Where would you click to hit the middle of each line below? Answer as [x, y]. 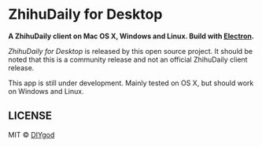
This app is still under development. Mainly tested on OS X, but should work [131, 83]
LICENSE [30, 116]
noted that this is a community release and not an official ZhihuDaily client [128, 59]
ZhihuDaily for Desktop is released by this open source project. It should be [131, 51]
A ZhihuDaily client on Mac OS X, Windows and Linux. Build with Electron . [131, 36]
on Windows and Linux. [46, 91]
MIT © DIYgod [31, 134]
